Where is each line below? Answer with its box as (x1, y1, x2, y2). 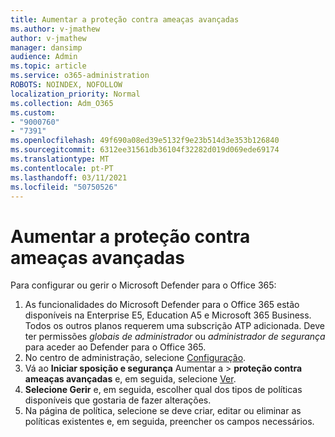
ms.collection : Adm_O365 (10, 98, 114, 108)
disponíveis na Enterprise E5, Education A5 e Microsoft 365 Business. (24, 309, 312, 321)
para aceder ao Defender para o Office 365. (24, 341, 207, 353)
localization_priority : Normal (10, 89, 141, 99)
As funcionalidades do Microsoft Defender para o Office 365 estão (24, 299, 300, 311)
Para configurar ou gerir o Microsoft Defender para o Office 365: (10, 279, 277, 291)
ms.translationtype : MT (10, 154, 110, 164)
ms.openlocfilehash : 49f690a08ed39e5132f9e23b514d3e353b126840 (10, 136, 280, 146)
